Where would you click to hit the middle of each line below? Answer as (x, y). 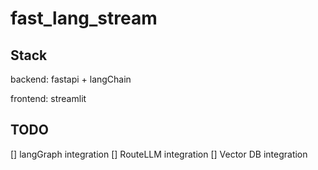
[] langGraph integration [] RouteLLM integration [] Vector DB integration (159, 154)
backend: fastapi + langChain (71, 79)
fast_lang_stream (84, 18)
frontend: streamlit (48, 98)
